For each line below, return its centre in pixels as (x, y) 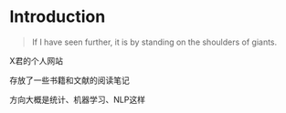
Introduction (58, 17)
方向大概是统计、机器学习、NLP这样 (78, 99)
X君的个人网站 (37, 60)
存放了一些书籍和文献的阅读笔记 (69, 80)
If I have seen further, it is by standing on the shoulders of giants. (154, 42)
